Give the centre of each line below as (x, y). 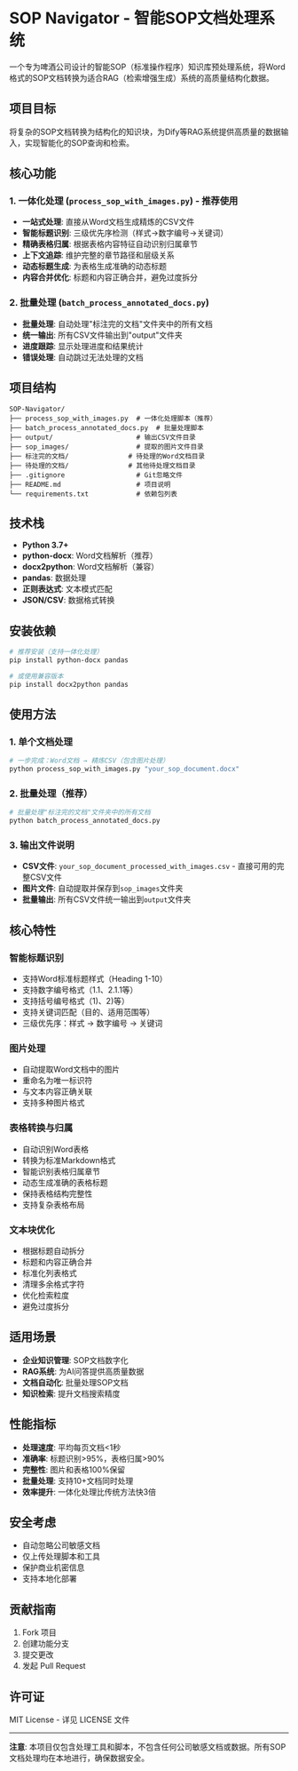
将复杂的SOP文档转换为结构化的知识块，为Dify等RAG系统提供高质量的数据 (145, 132)
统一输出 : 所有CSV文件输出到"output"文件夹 (102, 335)
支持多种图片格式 (53, 1103)
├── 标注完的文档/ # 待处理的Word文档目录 (107, 456)
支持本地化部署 (49, 1579)
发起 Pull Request (54, 1666)
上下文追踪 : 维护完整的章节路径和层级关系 (98, 255)
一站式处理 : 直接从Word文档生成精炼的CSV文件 (108, 222)
